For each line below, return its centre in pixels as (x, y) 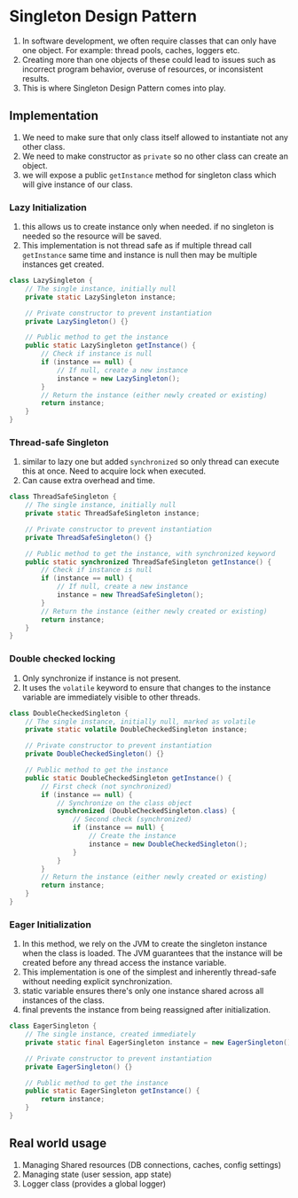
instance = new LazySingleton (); (118, 379)
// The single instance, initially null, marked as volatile (140, 721)
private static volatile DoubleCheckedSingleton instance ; (137, 730)
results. (36, 78)
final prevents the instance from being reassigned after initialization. (146, 1010)
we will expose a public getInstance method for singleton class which (149, 175)
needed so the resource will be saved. (92, 236)
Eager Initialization (50, 924)
